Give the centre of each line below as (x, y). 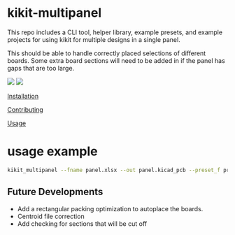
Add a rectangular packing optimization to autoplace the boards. (110, 208)
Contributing (25, 109)
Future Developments (55, 192)
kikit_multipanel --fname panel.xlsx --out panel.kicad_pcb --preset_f (114, 170)
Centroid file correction (51, 216)
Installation (23, 96)
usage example (52, 151)
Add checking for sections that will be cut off (82, 223)
